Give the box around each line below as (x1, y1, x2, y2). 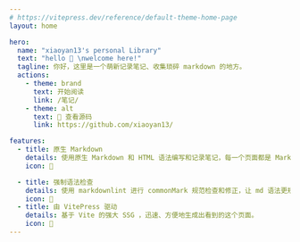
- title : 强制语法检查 (17, 178, 94, 187)
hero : (9, 38, 29, 46)
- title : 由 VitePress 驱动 (17, 203, 118, 212)
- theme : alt (25, 104, 74, 113)
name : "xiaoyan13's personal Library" (17, 46, 162, 54)
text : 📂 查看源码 (32, 113, 92, 121)
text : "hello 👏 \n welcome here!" (17, 54, 142, 63)
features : (9, 137, 46, 146)
